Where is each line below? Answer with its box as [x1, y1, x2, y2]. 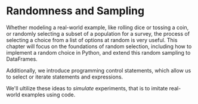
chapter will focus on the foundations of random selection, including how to [6, 43, 192, 50]
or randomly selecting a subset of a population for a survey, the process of [6, 30, 190, 37]
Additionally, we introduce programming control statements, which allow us [6, 67, 191, 74]
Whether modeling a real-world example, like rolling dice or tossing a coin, [6, 24, 189, 31]
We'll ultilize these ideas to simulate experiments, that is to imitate [6, 84, 168, 92]
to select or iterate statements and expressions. [6, 73, 123, 80]
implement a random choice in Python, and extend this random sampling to [6, 49, 191, 56]
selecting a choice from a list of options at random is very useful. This [6, 36, 178, 43]
